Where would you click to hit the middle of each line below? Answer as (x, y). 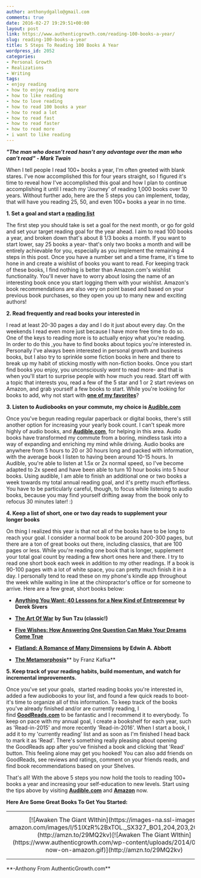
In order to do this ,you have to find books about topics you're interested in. (99, 344)
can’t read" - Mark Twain (38, 158)
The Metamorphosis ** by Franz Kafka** (65, 659)
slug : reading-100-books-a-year (46, 40)
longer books (23, 519)
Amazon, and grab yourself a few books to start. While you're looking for (96, 389)
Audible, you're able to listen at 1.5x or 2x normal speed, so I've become (95, 463)
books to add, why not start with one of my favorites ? (73, 395)
